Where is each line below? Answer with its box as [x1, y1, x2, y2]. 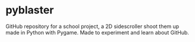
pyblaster [5, 3, 54, 17]
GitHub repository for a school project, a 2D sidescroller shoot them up [5, 23, 180, 30]
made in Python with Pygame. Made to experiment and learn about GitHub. [5, 29, 190, 36]
